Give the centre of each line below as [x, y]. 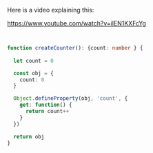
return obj [29, 136]
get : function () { [46, 105]
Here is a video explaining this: [51, 10]
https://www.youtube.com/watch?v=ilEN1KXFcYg [77, 23]
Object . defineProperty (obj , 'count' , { [71, 99]
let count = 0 [33, 61]
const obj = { [33, 73]
